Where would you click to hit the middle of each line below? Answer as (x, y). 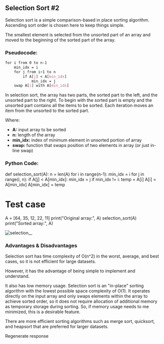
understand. (17, 276)
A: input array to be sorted (39, 130)
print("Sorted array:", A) (29, 223)
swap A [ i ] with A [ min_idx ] (41, 86)
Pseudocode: (21, 53)
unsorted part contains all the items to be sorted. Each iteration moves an (79, 106)
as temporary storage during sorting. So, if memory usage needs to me (77, 306)
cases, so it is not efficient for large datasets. (51, 261)
